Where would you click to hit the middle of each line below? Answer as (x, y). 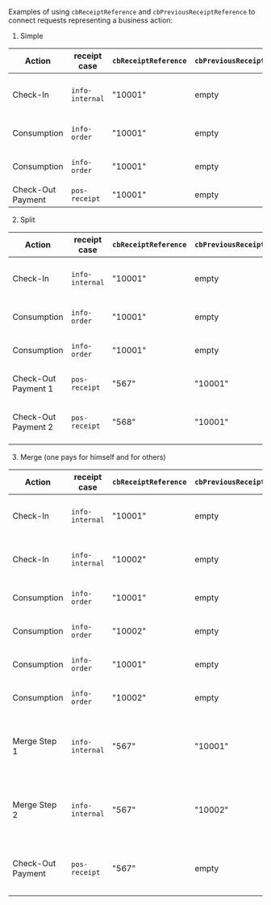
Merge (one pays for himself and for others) (93, 457)
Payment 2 (33, 427)
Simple (31, 36)
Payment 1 (33, 389)
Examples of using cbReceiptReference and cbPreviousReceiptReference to (132, 12)
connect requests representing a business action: (91, 20)
